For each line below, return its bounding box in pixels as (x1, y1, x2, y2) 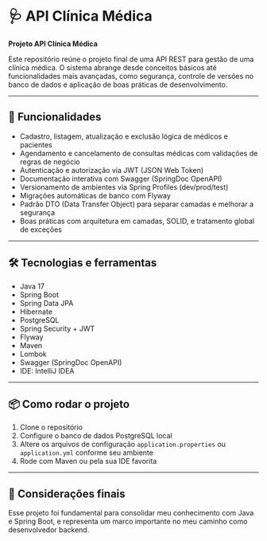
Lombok (19, 349, 48, 359)
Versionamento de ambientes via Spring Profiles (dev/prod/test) (19, 182, 229, 192)
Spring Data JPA (19, 298, 74, 308)
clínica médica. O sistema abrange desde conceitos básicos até (8, 62, 217, 73)
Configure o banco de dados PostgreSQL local (19, 431, 172, 441)
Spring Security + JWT (19, 323, 95, 333)
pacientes (19, 139, 53, 149)
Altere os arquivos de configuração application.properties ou (19, 440, 226, 449)
